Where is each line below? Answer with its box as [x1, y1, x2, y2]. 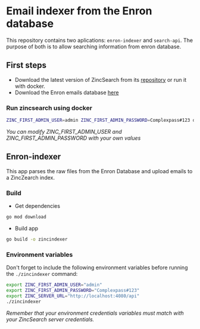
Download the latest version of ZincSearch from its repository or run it [14, 76, 186, 83]
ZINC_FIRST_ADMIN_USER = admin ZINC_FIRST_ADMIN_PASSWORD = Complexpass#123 [6, 118, 190, 124]
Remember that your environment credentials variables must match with [6, 309, 185, 316]
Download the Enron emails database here [14, 88, 119, 96]
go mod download [6, 214, 46, 220]
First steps [6, 60, 46, 70]
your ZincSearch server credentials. [6, 315, 95, 323]
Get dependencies [14, 202, 61, 210]
